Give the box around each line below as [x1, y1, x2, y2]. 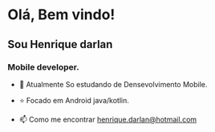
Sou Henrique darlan [7, 38, 113, 51]
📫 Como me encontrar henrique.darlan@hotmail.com [18, 114, 197, 124]
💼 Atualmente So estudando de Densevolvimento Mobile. [18, 79, 208, 89]
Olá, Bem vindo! [7, 6, 116, 24]
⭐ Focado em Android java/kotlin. [18, 95, 129, 105]
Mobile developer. [7, 62, 79, 73]
